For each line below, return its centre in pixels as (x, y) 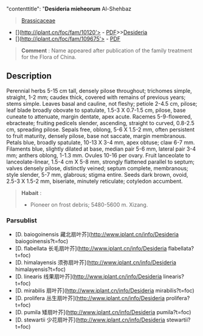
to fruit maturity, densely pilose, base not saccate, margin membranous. (96, 135)
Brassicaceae (38, 20)
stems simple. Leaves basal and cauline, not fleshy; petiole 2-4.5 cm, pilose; (102, 103)
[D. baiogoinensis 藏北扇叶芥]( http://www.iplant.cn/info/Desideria (97, 235)
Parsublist (22, 220)
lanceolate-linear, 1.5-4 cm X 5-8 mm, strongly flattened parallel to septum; (101, 162)
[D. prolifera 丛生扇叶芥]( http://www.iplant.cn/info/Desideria (90, 298)
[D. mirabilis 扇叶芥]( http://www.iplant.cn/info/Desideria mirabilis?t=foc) (105, 290)
